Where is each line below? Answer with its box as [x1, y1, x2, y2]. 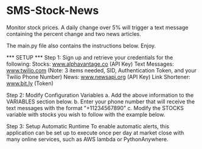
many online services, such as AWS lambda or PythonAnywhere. [6, 135, 169, 143]
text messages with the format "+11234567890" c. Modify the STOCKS [6, 104, 184, 111]
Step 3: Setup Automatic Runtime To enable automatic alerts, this [6, 122, 169, 130]
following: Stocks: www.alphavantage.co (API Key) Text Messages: [6, 60, 175, 68]
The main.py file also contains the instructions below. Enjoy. [6, 42, 156, 49]
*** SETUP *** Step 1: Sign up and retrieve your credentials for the [6, 54, 173, 61]
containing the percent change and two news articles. [6, 30, 142, 37]
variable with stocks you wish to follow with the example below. [6, 111, 165, 118]
